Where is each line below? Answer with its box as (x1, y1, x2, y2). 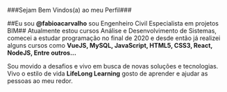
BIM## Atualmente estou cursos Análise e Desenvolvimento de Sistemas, (7, 27, 217, 35)
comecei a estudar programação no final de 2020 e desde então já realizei (7, 34, 221, 42)
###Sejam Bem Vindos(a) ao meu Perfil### (7, 6, 132, 14)
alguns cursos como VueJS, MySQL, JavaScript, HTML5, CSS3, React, (7, 42, 213, 49)
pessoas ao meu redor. (7, 77, 73, 85)
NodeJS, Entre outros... (7, 48, 76, 57)
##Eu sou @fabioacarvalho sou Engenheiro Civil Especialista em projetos (7, 19, 219, 27)
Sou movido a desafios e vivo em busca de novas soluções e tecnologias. (7, 62, 219, 70)
